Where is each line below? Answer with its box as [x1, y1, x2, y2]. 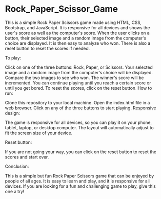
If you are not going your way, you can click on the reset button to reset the [5, 149, 157, 155]
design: [5, 110, 20, 116]
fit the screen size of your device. [5, 130, 73, 136]
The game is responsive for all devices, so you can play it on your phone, [5, 119, 152, 125]
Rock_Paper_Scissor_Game [5, 3, 118, 15]
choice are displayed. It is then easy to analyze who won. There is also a [5, 40, 151, 46]
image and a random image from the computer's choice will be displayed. [5, 69, 153, 75]
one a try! [5, 188, 24, 194]
